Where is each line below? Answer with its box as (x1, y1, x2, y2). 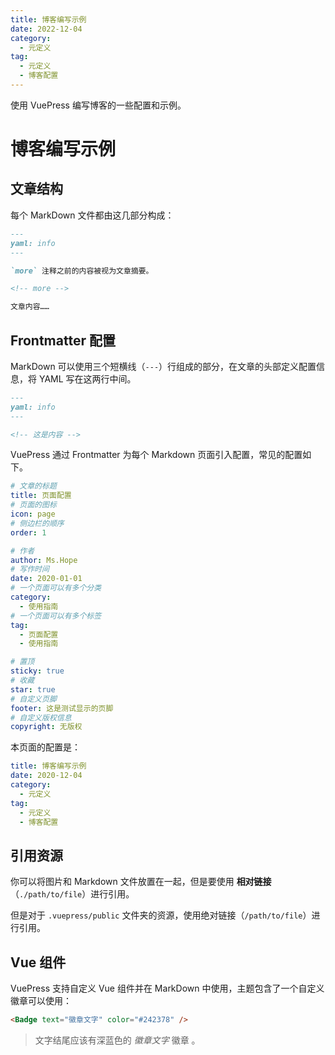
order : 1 (10, 527, 47, 538)
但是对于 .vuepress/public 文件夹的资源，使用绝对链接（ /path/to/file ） (10, 909, 312, 921)
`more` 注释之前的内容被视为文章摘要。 (10, 266, 154, 276)
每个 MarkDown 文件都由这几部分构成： (10, 209, 175, 221)
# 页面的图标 (10, 500, 57, 510)
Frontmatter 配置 (10, 332, 116, 349)
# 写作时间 (10, 564, 50, 575)
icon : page (10, 509, 56, 520)
